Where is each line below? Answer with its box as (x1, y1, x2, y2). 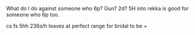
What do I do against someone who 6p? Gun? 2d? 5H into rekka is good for (6, 5, 189, 12)
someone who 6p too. (6, 11, 60, 18)
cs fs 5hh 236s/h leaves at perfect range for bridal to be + (6, 23, 148, 29)
